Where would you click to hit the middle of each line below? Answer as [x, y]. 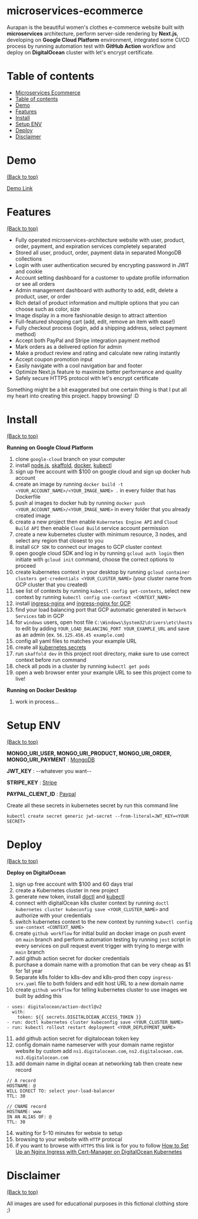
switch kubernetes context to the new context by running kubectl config [104, 921]
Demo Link [20, 188]
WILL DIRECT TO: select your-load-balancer [61, 1091]
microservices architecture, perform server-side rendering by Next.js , [93, 33]
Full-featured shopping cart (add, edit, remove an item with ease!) [95, 321]
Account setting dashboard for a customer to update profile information [102, 277]
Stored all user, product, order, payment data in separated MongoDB [98, 252]
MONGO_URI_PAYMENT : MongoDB [51, 759]
